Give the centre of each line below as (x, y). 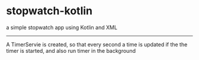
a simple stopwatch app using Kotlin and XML (62, 27)
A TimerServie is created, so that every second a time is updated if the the (97, 44)
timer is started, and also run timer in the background (71, 50)
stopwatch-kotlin (49, 11)
